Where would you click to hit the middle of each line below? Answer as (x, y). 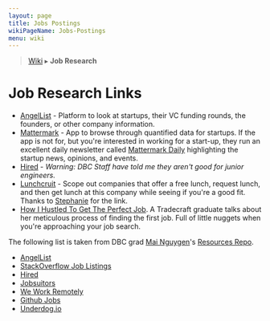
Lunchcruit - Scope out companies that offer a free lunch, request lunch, (140, 184)
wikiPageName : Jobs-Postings (57, 30)
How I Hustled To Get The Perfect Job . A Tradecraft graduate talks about (141, 209)
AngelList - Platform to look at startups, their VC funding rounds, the (133, 116)
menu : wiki (27, 38)
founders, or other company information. (87, 124)
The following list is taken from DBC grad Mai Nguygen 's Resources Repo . (131, 242)
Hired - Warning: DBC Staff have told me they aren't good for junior (132, 167)
